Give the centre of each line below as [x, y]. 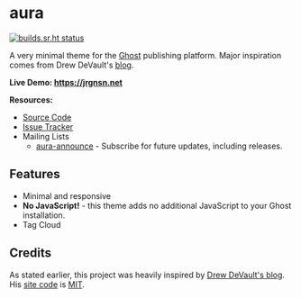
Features [35, 174]
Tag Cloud [41, 224]
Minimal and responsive [66, 195]
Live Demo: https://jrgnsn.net [66, 82]
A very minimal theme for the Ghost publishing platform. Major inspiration [146, 55]
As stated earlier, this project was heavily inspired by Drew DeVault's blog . [147, 275]
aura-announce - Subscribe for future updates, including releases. [159, 146]
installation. [44, 215]
